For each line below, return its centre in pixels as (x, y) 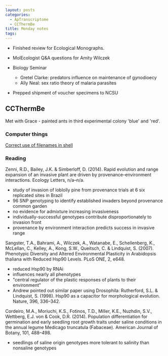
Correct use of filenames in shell (39, 145)
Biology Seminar (30, 68)
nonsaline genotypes (34, 348)
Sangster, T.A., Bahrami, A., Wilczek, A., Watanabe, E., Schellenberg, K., (80, 243)
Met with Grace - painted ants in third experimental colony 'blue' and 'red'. (83, 121)
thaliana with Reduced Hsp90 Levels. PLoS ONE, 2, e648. (65, 259)
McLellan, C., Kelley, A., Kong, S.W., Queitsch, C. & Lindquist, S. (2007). (80, 248)
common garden (30, 206)
